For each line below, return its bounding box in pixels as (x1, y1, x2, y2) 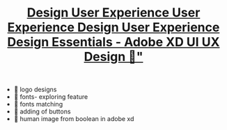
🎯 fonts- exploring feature (13, 92, 88, 101)
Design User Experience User (26, 5, 201, 21)
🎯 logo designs (13, 85, 57, 93)
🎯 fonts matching (13, 100, 63, 108)
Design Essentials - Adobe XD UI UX (7, 35, 220, 50)
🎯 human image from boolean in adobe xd (13, 114, 134, 122)
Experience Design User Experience (7, 19, 220, 35)
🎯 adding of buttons (13, 107, 71, 115)
